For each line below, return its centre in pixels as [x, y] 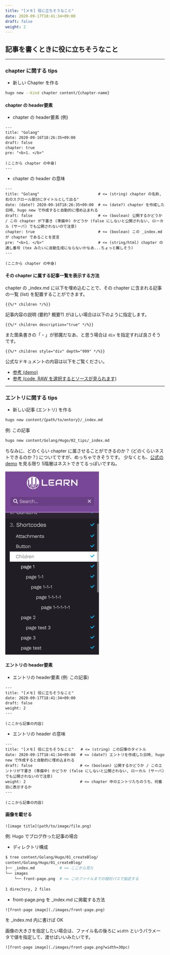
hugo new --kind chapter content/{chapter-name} [57, 93]
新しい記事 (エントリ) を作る [42, 410]
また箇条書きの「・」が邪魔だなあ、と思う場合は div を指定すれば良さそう [83, 334]
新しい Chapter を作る [36, 83]
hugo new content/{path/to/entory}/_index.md [54, 420]
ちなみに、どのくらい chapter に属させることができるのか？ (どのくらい [80, 451]
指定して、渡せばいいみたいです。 [58, 937]
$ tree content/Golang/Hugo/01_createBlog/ [52, 858]
